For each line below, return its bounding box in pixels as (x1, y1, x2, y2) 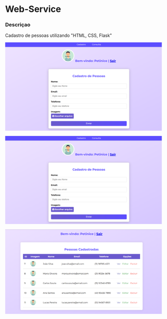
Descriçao (5, 21, 31, 28)
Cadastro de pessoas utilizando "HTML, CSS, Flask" (5, 32, 112, 38)
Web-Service (5, 3, 61, 15)
